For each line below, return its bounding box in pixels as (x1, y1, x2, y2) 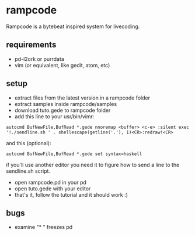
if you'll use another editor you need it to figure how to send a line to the (6, 161, 180, 168)
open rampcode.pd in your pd (14, 179, 86, 186)
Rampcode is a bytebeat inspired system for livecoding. (6, 23, 140, 30)
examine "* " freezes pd (14, 224, 73, 231)
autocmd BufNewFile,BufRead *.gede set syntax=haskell (6, 151, 142, 157)
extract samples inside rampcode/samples (14, 100, 117, 107)
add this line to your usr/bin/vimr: (14, 112, 95, 120)
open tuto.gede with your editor (14, 185, 91, 192)
